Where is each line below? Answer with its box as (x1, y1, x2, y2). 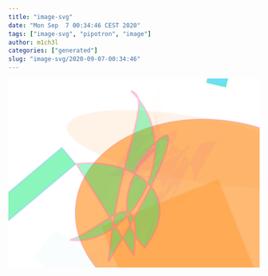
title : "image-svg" (8, 13, 73, 21)
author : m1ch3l (8, 38, 59, 46)
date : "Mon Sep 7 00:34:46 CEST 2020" (8, 21, 141, 30)
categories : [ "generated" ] (8, 46, 98, 55)
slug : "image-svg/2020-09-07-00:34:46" (8, 55, 141, 63)
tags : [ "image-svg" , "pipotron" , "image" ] (8, 30, 152, 38)
